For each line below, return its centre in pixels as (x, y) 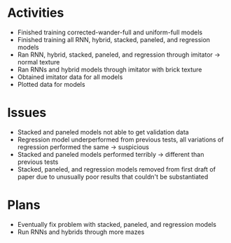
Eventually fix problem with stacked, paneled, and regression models (117, 224)
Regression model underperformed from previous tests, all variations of (120, 139)
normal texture (38, 62)
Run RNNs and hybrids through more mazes (81, 232)
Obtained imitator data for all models (70, 77)
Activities (36, 13)
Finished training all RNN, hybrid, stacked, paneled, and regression (114, 39)
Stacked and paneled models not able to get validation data (103, 132)
